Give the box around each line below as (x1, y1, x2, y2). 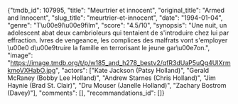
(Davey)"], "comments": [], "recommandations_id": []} (7, 88, 165, 97)
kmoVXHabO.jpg (7, 67, 56, 74)
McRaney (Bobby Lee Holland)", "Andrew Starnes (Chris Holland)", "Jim (7, 74, 216, 82)
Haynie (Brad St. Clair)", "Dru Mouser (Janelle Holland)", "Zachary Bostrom (7, 81, 227, 89)
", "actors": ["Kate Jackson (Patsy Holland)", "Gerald (55, 67, 210, 74)
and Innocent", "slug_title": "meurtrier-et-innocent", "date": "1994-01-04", (7, 13, 223, 22)
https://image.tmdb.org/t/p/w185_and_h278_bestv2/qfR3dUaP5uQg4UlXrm (10, 59, 231, 67)
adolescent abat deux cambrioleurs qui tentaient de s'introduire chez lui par (7, 28, 229, 37)
